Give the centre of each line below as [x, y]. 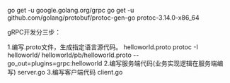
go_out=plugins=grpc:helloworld [55, 63]
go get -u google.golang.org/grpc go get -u [71, 10]
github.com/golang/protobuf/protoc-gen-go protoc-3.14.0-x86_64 [103, 18]
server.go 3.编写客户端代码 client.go [70, 72]
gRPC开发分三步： [34, 32]
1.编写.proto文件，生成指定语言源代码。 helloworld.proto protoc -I [103, 47]
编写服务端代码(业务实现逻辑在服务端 [163, 63]
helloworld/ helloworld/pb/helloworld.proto [70, 55]
